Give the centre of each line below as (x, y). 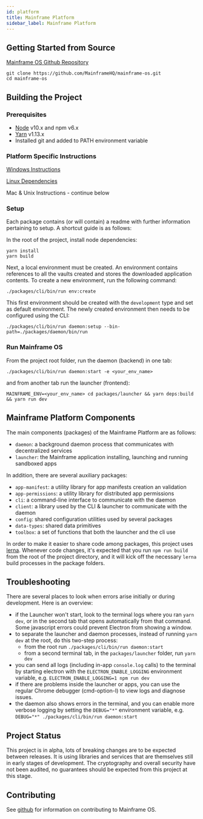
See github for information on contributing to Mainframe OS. (81, 810)
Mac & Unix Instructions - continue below (58, 193)
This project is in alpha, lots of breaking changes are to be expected (91, 750)
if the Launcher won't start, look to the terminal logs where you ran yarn (105, 615)
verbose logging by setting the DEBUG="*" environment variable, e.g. (99, 710)
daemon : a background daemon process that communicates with (94, 444)
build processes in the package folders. (55, 563)
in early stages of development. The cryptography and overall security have (101, 763)
